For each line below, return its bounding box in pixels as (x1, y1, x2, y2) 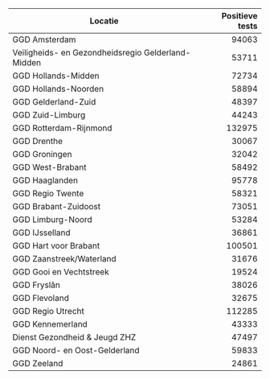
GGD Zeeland (12, 358, 63, 369)
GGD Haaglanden (12, 175, 79, 186)
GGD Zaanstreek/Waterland (12, 253, 117, 264)
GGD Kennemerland (12, 319, 88, 329)
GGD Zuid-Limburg (12, 109, 86, 120)
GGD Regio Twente (12, 188, 84, 199)
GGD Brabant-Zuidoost (12, 201, 101, 212)
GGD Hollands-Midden (12, 70, 100, 81)
